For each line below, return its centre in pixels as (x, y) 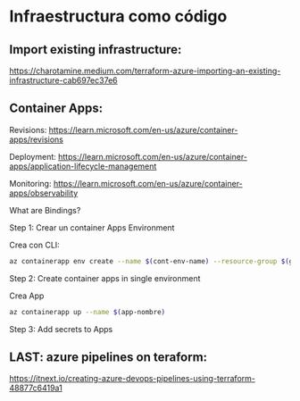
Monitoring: (30, 183)
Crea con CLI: (34, 245)
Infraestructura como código (118, 17)
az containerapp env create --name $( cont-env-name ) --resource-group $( (150, 261)
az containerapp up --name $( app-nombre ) (87, 312)
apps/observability (44, 193)
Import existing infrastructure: (96, 50)
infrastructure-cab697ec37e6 (63, 80)
